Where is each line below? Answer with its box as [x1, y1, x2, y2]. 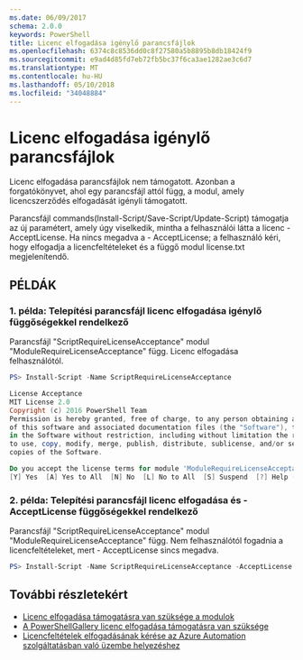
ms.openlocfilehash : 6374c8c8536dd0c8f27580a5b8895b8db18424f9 [9, 47, 252, 56]
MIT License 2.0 [9, 398, 70, 407]
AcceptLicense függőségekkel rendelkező [9, 505, 198, 518]
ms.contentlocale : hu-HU [9, 72, 103, 81]
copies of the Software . [9, 448, 103, 457]
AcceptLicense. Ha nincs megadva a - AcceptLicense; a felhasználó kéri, [9, 232, 281, 243]
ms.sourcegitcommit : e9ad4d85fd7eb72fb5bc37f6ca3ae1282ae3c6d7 [9, 55, 252, 64]
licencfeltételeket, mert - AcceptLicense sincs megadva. [9, 545, 219, 555]
